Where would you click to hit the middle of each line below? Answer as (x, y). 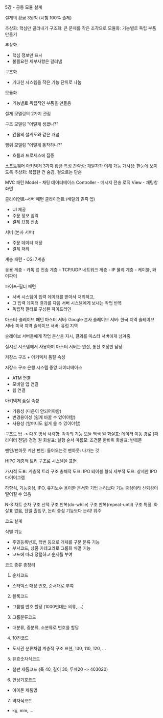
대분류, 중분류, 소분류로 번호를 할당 (46, 628)
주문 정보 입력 (25, 216)
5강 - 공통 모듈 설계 (24, 7)
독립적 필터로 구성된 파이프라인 (42, 309)
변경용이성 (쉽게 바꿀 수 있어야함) (44, 417)
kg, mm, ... (23, 710)
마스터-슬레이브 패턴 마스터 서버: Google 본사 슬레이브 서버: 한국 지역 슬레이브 (80, 319)
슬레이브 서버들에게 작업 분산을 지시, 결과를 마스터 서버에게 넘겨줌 (68, 336)
